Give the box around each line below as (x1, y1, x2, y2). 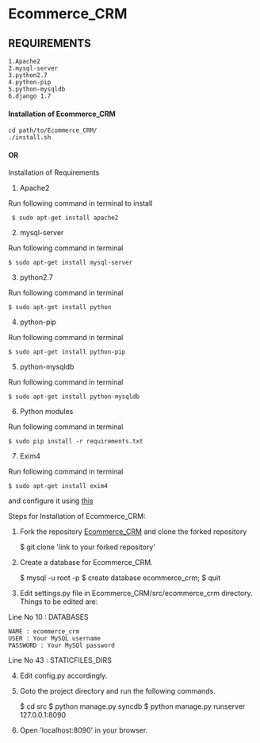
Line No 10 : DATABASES (8, 613, 89, 622)
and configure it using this (8, 496, 94, 505)
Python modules (19, 407, 74, 416)
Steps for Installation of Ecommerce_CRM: (8, 512, 146, 521)
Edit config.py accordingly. (19, 671, 108, 680)
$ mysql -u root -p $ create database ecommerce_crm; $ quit (19, 573, 221, 582)
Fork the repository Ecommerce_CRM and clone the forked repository (19, 527, 247, 536)
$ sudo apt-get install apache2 (11, 214, 119, 223)
